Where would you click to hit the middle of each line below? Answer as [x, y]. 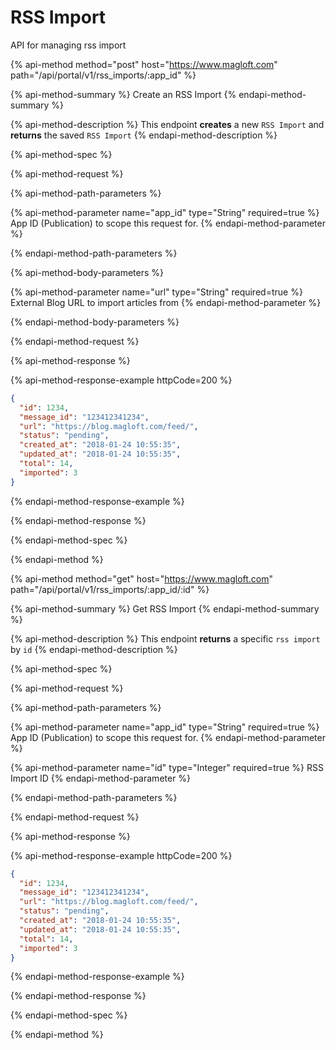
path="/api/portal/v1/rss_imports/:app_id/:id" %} [110, 589]
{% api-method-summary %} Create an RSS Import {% [123, 94]
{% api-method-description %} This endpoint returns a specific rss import [165, 638]
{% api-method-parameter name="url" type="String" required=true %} [156, 292]
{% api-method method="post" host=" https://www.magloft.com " [144, 64]
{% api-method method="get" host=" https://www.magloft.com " [142, 578]
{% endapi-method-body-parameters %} [95, 322]
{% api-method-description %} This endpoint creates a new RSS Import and [167, 124]
